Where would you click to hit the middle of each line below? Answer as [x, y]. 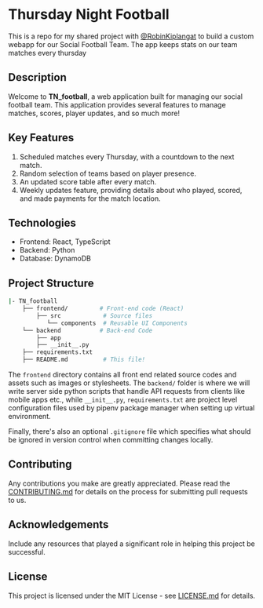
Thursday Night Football [89, 15]
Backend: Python [47, 250]
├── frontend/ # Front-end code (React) [103, 309]
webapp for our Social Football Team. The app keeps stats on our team [123, 44]
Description [37, 77]
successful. [27, 552]
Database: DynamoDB [55, 258]
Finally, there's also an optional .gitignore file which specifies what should [130, 431]
